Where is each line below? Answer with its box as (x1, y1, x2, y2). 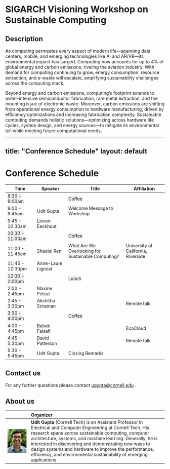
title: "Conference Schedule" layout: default (5, 147, 148, 155)
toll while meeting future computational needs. (5, 128, 102, 134)
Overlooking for (68, 248, 101, 254)
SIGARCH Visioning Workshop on (5, 4, 148, 15)
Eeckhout (36, 223, 57, 229)
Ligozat (36, 266, 53, 272)
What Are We (68, 243, 96, 249)
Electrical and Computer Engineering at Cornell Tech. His (31, 424, 149, 431)
